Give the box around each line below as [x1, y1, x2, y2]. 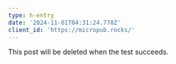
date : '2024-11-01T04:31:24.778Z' [8, 19, 122, 27]
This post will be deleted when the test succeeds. [8, 48, 169, 57]
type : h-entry [8, 11, 55, 20]
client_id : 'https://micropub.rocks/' [8, 26, 135, 34]
